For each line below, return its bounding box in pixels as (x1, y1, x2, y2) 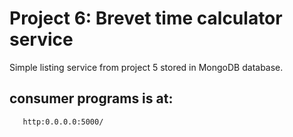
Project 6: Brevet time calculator (9, 7, 283, 30)
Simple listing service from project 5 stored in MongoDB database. (9, 61, 284, 73)
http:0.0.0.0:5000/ (22, 117, 104, 127)
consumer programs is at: (9, 90, 174, 107)
